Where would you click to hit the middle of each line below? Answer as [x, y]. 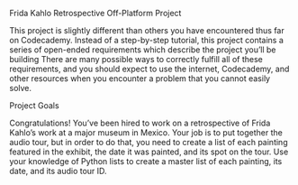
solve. [21, 88]
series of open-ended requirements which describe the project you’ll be [143, 50]
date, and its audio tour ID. [58, 171]
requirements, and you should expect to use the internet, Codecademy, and [149, 69]
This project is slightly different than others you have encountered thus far [147, 30]
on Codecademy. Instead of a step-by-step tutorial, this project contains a [146, 40]
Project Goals [35, 106]
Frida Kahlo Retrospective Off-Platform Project [95, 13]
